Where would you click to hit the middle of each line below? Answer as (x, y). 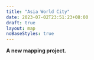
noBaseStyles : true (30, 34)
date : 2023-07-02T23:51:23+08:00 (47, 17)
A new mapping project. (36, 50)
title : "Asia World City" (38, 12)
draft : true (21, 23)
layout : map (21, 28)
